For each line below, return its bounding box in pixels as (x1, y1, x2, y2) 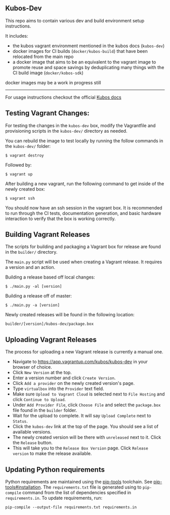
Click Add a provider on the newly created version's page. (12, 380, 135, 386)
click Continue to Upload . (12, 397, 66, 403)
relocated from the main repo (12, 53, 74, 59)
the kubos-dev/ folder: (5, 143, 51, 149)
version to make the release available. (12, 450, 92, 457)
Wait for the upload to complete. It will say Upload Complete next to (12, 413, 151, 419)
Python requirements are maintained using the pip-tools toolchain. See (5, 479, 153, 485)
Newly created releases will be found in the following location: (5, 312, 135, 318)
